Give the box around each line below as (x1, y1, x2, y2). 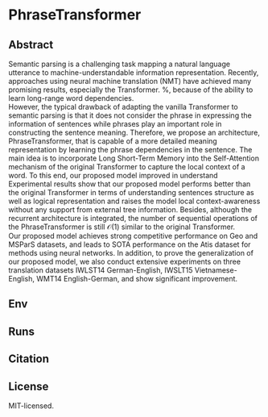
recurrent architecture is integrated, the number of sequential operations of (8, 214, 258, 223)
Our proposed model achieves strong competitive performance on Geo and (8, 231, 258, 240)
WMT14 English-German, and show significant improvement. (35, 274, 238, 283)
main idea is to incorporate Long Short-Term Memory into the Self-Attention (8, 153, 260, 163)
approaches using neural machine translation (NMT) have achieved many (8, 77, 252, 85)
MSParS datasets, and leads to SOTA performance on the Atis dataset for (8, 240, 251, 249)
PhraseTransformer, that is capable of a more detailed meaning (8, 136, 217, 146)
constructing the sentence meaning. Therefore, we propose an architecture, (8, 127, 260, 137)
